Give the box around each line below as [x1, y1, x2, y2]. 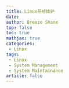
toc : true [6, 30, 30, 36]
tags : [6, 52, 19, 57]
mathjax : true [6, 35, 41, 41]
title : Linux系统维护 [6, 8, 55, 14]
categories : [6, 41, 35, 47]
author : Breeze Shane [6, 19, 59, 25]
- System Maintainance [8, 68, 64, 74]
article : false [6, 73, 43, 79]
